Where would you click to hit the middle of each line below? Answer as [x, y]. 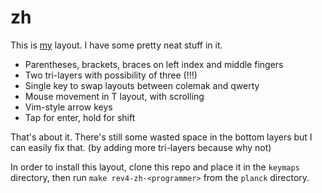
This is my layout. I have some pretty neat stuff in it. [116, 45]
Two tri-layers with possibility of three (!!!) [111, 75]
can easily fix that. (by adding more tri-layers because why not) [141, 147]
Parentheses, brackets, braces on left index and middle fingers [154, 64]
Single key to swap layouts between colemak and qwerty [142, 85]
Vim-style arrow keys [68, 107]
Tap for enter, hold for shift [80, 117]
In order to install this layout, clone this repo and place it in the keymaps [155, 167]
